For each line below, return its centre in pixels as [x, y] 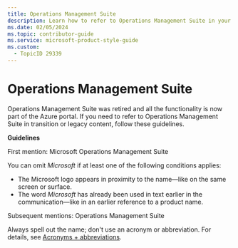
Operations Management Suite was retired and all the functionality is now [115, 108]
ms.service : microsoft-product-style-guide [73, 41]
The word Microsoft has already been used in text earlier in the [110, 194]
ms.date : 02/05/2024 [38, 27]
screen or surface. [45, 187]
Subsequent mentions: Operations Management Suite [86, 215]
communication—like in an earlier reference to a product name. [110, 202]
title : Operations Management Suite [62, 14]
